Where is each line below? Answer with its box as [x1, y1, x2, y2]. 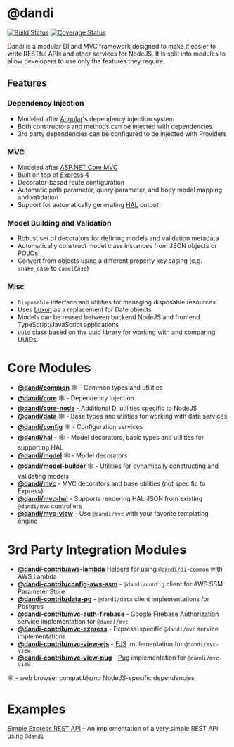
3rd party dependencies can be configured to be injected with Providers [17, 129, 227, 138]
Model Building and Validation [7, 218, 112, 228]
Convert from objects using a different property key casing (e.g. [17, 257, 202, 265]
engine [17, 517, 38, 526]
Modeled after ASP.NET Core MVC [17, 163, 118, 171]
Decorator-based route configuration [17, 178, 125, 186]
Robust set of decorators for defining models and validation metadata [17, 234, 219, 242]
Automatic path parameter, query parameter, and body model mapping [17, 185, 223, 194]
